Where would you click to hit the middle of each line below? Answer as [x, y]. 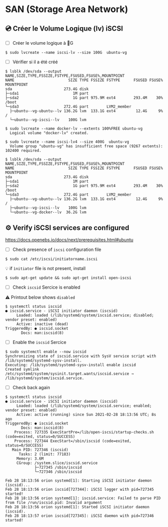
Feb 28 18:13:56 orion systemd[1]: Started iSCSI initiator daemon [77, 507]
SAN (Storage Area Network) [67, 9]
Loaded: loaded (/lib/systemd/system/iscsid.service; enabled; [84, 406]
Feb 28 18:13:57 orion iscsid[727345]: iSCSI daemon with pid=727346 [80, 516]
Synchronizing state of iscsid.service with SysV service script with [81, 356]
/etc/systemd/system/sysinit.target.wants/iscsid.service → [70, 374]
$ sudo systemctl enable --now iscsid [46, 352]
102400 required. [23, 151]
